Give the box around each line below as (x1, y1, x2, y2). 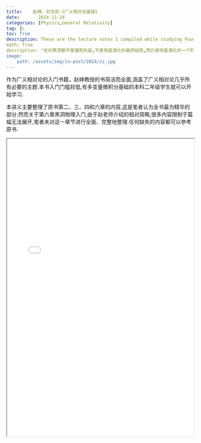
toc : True (6, 31, 31, 37)
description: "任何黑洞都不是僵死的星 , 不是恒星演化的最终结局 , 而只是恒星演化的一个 (6, 48, 191, 54)
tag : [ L (6, 25, 26, 32)
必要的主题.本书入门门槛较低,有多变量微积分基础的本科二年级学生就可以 (11, 83, 187, 90)
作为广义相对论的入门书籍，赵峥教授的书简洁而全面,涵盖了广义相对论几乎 (6, 76, 186, 83)
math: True (6, 42, 33, 48)
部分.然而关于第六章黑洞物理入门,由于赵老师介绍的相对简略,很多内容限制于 (6, 111, 189, 118)
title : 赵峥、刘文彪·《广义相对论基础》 (6, 8, 100, 15)
